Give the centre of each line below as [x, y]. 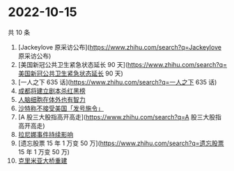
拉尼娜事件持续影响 [46, 134]
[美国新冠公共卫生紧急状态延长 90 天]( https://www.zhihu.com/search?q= [122, 64]
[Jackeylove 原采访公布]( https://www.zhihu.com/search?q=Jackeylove [120, 47]
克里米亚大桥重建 [42, 161]
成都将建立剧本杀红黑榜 [52, 91]
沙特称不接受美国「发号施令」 [61, 108]
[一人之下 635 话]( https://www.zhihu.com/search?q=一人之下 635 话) [117, 82]
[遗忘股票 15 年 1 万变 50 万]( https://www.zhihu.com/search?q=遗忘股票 [121, 143]
